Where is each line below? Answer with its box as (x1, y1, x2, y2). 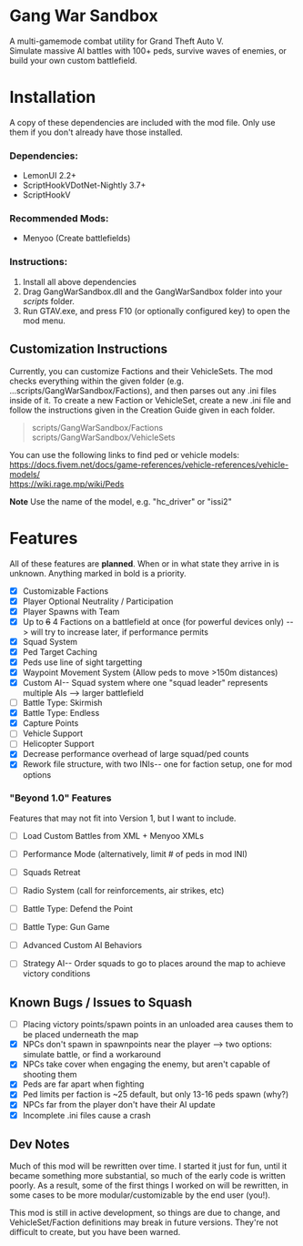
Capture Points (22, 718, 79, 729)
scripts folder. (22, 295, 76, 306)
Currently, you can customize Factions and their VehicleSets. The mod (9, 365, 273, 376)
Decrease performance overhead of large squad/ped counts (22, 749, 249, 760)
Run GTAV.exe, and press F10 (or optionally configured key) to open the (22, 305, 291, 316)
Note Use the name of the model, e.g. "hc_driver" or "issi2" (9, 495, 232, 506)
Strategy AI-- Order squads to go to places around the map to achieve (22, 958, 287, 969)
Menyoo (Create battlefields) (22, 233, 131, 244)
